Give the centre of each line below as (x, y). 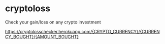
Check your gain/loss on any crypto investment (53, 22)
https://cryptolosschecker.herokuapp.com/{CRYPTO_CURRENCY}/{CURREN (82, 31)
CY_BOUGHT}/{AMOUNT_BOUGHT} (42, 37)
